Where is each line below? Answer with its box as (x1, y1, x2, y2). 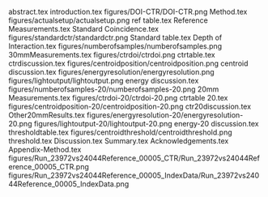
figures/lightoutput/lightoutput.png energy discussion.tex (8, 76, 199, 85)
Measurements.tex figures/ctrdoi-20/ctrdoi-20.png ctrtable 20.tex (8, 93, 228, 102)
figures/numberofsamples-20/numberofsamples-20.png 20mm (8, 84, 219, 94)
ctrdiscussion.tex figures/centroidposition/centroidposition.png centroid (8, 58, 249, 68)
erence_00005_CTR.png (8, 162, 89, 171)
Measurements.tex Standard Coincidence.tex (8, 24, 160, 33)
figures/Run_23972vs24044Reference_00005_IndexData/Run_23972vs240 (8, 170, 260, 180)
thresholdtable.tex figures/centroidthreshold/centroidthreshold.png (8, 127, 232, 137)
